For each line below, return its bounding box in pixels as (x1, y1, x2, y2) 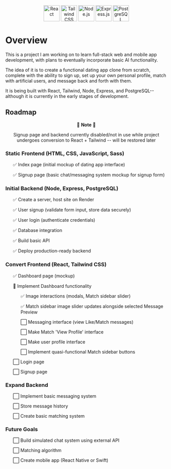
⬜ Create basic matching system (12, 413, 85, 419)
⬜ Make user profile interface (20, 339, 86, 345)
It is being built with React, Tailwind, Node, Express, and (5, 87, 124, 94)
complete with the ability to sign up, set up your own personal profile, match (5, 72, 166, 79)
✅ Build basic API (12, 238, 50, 244)
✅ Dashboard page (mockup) (12, 272, 75, 279)
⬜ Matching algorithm (12, 447, 62, 454)
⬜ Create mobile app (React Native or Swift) (12, 457, 109, 463)
